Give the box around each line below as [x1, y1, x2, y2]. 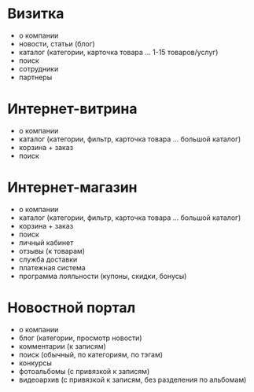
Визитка [7, 5, 64, 23]
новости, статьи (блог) [18, 38, 95, 48]
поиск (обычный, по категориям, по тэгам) [18, 350, 163, 359]
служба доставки [18, 255, 78, 264]
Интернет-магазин [7, 178, 138, 196]
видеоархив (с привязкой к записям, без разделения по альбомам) [18, 375, 247, 384]
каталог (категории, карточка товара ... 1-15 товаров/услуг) [18, 47, 219, 57]
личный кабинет [18, 237, 74, 247]
